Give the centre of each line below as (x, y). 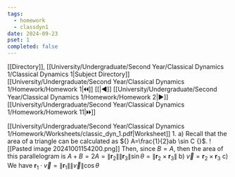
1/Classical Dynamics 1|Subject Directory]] (69, 74)
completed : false (33, 47)
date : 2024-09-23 (33, 33)
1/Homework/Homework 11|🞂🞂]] (52, 112)
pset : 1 (19, 40)
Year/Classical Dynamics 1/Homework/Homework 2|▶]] (88, 97)
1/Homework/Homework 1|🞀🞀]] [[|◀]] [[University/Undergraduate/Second (112, 89)
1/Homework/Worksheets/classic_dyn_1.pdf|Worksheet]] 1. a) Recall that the (117, 134)
